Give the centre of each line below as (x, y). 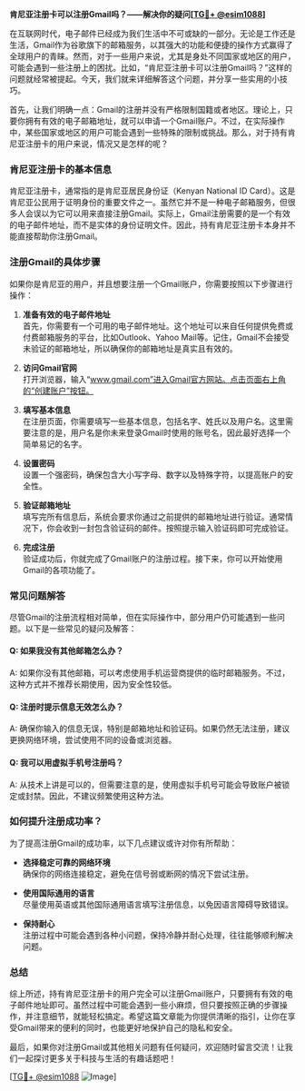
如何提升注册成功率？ (56, 821)
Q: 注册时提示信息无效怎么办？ (67, 707)
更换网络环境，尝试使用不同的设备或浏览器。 (93, 740)
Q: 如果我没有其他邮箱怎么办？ (67, 651)
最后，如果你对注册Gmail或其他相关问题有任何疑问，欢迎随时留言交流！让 (148, 1047)
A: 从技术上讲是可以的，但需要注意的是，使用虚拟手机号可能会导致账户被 (146, 784)
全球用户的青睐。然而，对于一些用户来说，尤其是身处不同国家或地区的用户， (152, 56)
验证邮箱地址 (46, 505)
